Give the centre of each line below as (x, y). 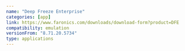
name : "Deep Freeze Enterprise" (45, 11)
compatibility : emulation (37, 28)
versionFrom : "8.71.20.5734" (42, 33)
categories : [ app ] (28, 17)
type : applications (30, 39)
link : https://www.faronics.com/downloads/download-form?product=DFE (93, 22)
